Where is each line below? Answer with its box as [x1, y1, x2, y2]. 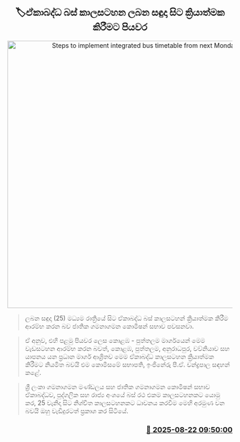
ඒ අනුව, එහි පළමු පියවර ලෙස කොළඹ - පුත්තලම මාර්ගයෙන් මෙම [24, 336, 206, 344]
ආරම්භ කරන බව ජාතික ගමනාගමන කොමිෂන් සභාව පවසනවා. [24, 322, 194, 330]
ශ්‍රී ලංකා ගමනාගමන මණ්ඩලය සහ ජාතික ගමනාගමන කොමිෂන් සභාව [24, 382, 211, 391]
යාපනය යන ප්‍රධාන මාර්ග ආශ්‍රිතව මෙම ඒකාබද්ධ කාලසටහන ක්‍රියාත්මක [24, 352, 214, 361]
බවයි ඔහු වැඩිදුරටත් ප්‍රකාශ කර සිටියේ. [24, 406, 129, 415]
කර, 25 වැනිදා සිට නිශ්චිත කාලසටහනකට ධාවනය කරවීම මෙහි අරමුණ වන [24, 399, 225, 407]
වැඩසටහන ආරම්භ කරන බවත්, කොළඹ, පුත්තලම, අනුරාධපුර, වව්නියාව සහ [24, 344, 230, 352]
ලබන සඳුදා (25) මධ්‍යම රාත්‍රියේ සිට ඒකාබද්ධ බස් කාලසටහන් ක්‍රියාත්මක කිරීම [24, 314, 229, 322]
